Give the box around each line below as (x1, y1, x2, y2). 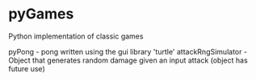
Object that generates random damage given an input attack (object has (8, 55, 248, 65)
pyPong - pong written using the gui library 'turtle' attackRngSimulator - (8, 47, 248, 56)
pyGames (8, 5, 74, 23)
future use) (8, 63, 46, 73)
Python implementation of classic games (8, 31, 144, 41)
